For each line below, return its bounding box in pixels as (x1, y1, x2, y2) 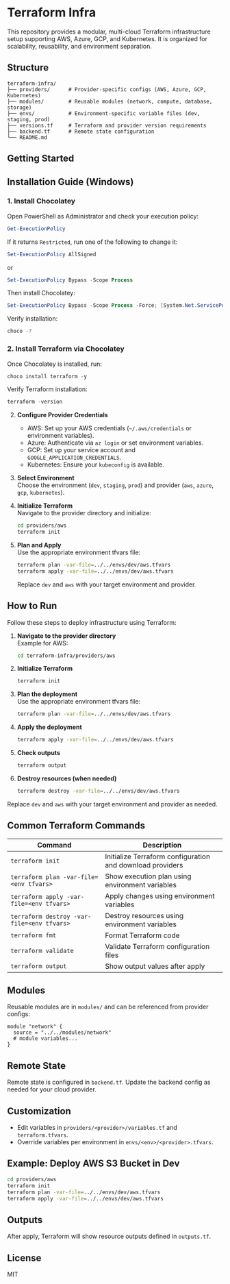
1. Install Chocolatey (7, 197, 76, 206)
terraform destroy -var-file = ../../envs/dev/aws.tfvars (16, 787, 180, 794)
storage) (7, 104, 32, 111)
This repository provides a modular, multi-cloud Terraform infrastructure (7, 27, 211, 36)
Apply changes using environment (105, 891, 216, 900)
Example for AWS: (16, 639, 68, 647)
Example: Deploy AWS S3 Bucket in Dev (7, 1158, 180, 1170)
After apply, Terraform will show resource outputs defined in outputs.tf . (7, 1232, 211, 1241)
